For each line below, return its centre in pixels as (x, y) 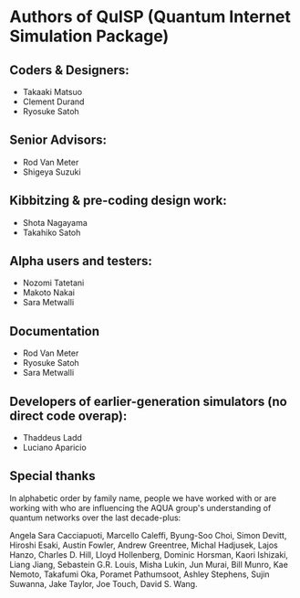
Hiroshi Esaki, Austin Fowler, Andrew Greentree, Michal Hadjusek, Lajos (144, 545)
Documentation (55, 331)
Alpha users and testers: (81, 261)
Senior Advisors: (58, 140)
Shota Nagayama (55, 222)
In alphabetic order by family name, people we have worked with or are (143, 498)
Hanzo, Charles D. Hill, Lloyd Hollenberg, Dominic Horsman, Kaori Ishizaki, (149, 554)
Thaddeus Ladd (52, 438)
